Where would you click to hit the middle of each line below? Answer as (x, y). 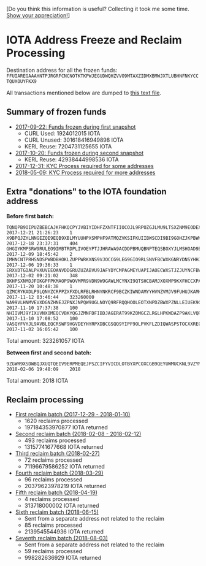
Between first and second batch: (49, 353)
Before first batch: (30, 216)
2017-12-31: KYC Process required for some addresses (85, 166)
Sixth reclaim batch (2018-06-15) (57, 512)
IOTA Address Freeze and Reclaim (94, 40)
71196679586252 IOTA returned (65, 467)
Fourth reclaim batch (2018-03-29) (59, 473)
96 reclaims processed (53, 480)
